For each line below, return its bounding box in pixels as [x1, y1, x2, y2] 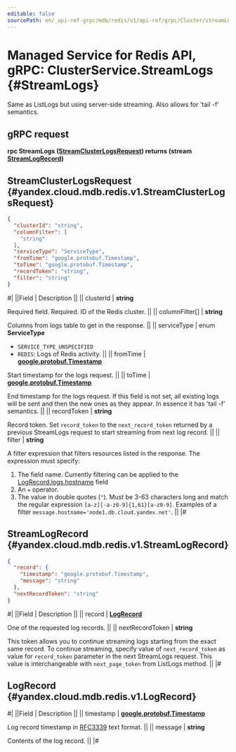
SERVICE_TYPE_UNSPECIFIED [17, 343, 93, 351]
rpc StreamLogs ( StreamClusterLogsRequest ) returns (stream [7, 147, 192, 156]
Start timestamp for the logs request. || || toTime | [7, 370, 151, 379]
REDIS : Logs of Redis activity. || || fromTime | [17, 349, 146, 358]
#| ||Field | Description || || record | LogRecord [7, 610, 143, 618]
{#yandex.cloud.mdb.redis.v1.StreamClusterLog [7, 186, 226, 198]
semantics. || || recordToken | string [7, 406, 112, 415]
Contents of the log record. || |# [7, 737, 100, 745]
